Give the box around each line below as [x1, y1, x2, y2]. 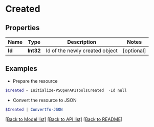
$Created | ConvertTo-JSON [5, 107, 63, 112]
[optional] [122, 47, 146, 54]
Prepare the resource [12, 78, 58, 84]
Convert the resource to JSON [12, 97, 77, 103]
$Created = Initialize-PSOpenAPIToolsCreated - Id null [5, 88, 127, 93]
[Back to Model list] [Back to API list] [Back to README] [5, 116, 123, 122]
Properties [5, 23, 40, 32]
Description [67, 39, 96, 45]
